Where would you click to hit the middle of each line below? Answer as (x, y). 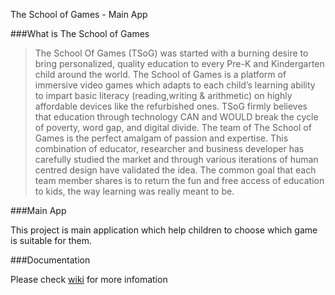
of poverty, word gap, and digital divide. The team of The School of (173, 127)
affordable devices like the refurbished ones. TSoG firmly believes (171, 106)
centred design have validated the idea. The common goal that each (175, 170)
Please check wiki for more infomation (89, 279)
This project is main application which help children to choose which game (164, 230)
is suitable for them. (51, 240)
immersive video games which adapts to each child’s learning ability (175, 85)
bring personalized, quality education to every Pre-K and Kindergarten (179, 63)
